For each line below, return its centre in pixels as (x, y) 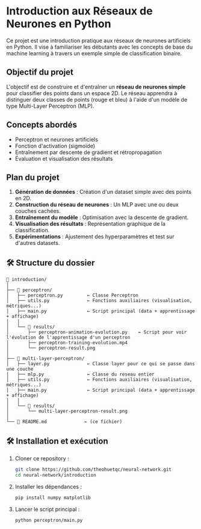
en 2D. (23, 198)
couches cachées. (38, 211)
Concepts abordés (42, 125)
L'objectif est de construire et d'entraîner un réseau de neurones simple (96, 87)
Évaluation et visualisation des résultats (64, 158)
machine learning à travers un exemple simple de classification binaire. (94, 53)
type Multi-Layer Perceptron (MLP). (50, 106)
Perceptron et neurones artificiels (56, 139)
